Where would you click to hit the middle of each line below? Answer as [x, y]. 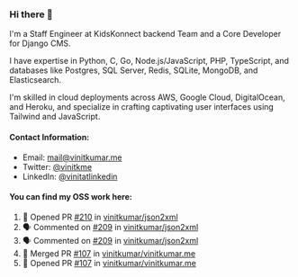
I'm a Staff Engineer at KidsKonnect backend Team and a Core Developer [145, 34]
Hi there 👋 [32, 14]
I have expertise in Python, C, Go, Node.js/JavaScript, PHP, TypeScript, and [149, 61]
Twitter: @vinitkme [57, 166]
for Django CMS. [40, 43]
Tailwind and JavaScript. [55, 117]
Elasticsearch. [35, 80]
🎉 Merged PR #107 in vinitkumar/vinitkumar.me [109, 253]
